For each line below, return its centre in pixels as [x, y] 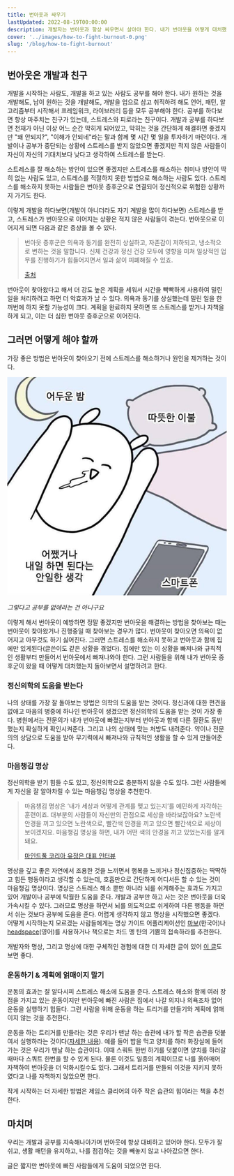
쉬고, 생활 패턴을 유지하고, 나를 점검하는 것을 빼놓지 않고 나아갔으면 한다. [106, 1151]
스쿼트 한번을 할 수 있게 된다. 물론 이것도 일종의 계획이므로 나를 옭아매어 [123, 1059]
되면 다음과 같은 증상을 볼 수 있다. [71, 228]
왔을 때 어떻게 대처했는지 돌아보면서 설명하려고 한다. [96, 666]
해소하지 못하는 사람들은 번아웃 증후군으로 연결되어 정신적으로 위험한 [113, 186]
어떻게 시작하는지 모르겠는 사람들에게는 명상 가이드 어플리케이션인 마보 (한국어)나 [117, 923]
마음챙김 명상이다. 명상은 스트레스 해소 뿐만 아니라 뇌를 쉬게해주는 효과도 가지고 [115, 888]
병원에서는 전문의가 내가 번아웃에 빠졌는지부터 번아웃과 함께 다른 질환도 [113, 720]
